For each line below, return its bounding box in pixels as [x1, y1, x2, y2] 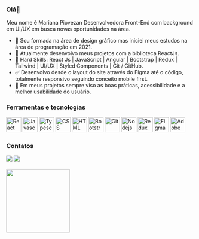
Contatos [6, 141, 34, 150]
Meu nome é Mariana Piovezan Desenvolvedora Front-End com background [6, 19, 193, 26]
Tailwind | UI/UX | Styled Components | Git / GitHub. [14, 62, 143, 69]
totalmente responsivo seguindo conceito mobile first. [14, 75, 148, 83]
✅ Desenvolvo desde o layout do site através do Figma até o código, [14, 69, 183, 76]
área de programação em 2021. [14, 43, 93, 50]
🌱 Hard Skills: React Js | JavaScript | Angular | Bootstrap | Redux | [14, 56, 177, 63]
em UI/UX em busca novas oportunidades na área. [6, 25, 131, 32]
